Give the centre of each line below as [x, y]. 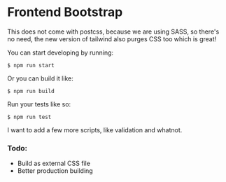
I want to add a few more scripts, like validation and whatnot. [95, 129]
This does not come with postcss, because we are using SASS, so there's [113, 31]
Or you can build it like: [40, 78]
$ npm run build [31, 91]
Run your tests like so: [39, 104]
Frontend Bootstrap [65, 12]
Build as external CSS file [54, 163]
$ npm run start [31, 65]
